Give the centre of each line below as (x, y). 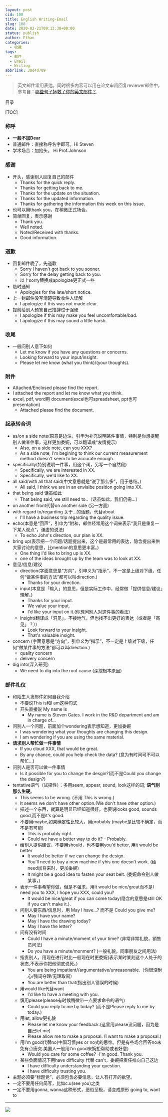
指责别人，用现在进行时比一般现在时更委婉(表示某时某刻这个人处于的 (91, 958)
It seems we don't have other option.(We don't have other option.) (88, 803)
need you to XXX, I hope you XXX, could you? (67, 892)
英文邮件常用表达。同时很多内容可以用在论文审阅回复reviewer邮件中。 (90, 85)
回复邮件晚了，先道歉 (34, 263)
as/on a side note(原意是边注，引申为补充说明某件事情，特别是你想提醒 (86, 436)
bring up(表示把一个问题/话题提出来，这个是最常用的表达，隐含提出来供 (86, 541)
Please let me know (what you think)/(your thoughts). (75, 363)
